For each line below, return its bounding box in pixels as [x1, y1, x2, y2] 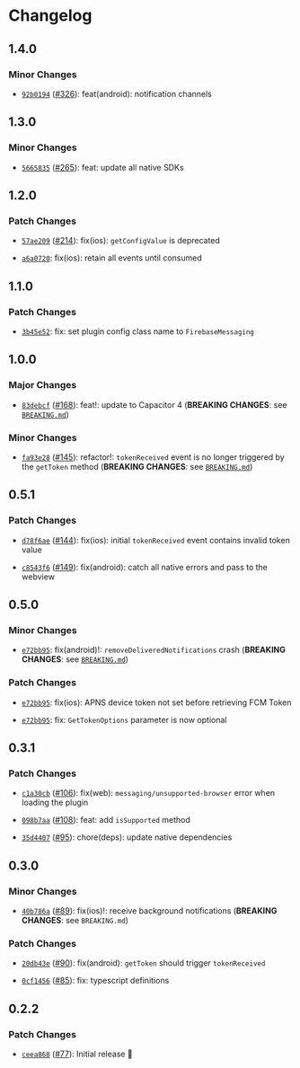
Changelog [8, 5, 93, 26]
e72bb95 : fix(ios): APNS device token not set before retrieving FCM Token [21, 697, 292, 708]
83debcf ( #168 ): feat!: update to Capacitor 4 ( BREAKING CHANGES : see [21, 399, 287, 410]
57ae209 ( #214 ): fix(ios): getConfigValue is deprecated [21, 235, 221, 246]
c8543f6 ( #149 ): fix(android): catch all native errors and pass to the [21, 561, 269, 572]
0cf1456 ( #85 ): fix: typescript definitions [21, 975, 170, 986]
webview [21, 571, 56, 582]
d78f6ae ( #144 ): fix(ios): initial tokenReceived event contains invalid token [21, 534, 291, 545]
